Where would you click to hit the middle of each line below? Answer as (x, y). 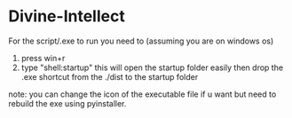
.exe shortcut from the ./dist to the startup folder (110, 76)
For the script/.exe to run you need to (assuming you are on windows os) (141, 41)
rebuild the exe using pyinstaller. (67, 103)
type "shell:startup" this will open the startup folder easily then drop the (152, 67)
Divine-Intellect (67, 16)
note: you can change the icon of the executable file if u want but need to (142, 94)
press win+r (43, 58)
